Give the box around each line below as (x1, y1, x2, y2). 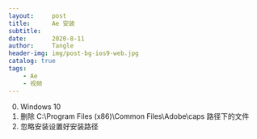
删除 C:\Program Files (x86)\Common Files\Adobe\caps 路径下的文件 (19, 111, 250, 121)
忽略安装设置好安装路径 (19, 121, 99, 131)
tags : (8, 65, 27, 73)
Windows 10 (19, 102, 61, 112)
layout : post (8, 11, 67, 20)
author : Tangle (8, 42, 74, 50)
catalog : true (8, 57, 57, 65)
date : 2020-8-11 (8, 34, 85, 43)
